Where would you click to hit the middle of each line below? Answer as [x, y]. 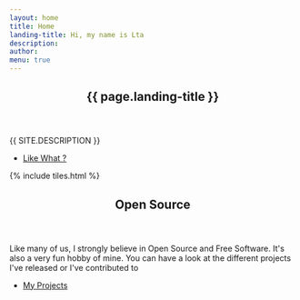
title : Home [32, 26]
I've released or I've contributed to [74, 267]
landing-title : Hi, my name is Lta [77, 35]
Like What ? [45, 158]
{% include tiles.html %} [55, 176]
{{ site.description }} [55, 141]
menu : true [30, 60]
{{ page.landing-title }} [153, 97]
